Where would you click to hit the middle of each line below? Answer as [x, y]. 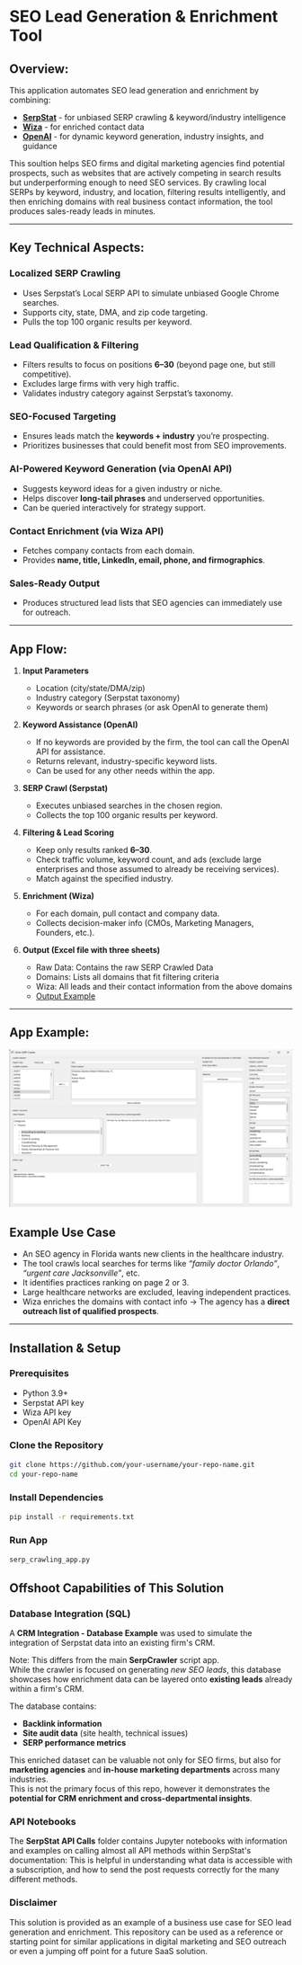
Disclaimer [33, 1903]
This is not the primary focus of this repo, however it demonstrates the [140, 1788]
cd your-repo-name [44, 1475]
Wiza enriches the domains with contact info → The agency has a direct [156, 1302]
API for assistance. [71, 751]
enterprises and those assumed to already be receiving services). [157, 868]
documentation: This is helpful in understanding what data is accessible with [151, 1860]
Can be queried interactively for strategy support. [114, 507]
